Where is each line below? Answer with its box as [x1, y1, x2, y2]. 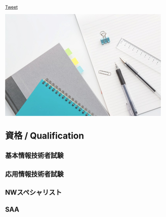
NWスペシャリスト [5, 188, 62, 197]
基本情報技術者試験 [5, 151, 64, 160]
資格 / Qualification [5, 130, 84, 141]
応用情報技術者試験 [5, 170, 64, 178]
